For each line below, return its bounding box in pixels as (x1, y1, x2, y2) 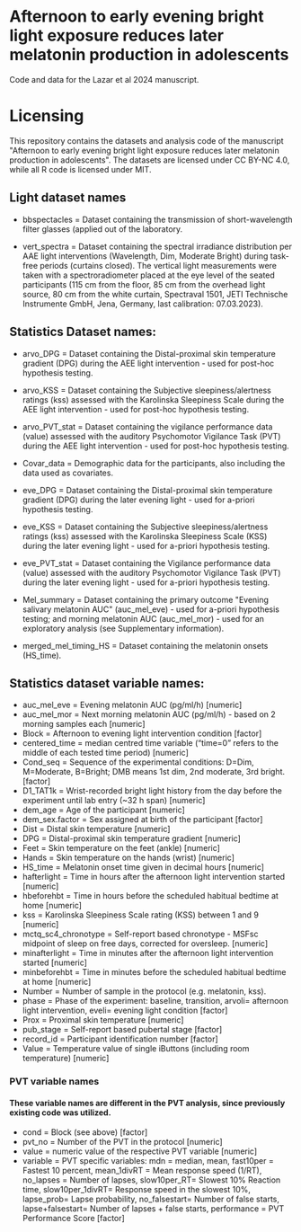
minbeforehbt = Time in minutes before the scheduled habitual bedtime (22, 967, 287, 978)
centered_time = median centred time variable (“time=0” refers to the (22, 738, 279, 749)
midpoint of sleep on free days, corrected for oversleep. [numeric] (22, 938, 269, 949)
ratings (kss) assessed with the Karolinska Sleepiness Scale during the (22, 394, 285, 405)
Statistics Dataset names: (9, 324, 157, 340)
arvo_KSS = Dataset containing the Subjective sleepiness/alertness (22, 385, 271, 395)
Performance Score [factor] (22, 1213, 126, 1224)
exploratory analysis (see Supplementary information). (22, 623, 225, 634)
